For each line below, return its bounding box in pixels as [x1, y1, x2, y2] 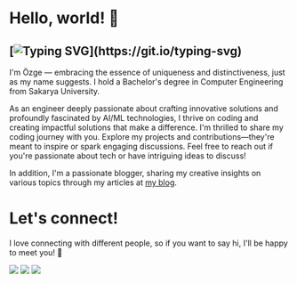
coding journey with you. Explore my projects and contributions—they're [9, 132, 275, 141]
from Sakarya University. [9, 86, 100, 96]
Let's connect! [9, 208, 118, 229]
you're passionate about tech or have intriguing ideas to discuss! [9, 150, 246, 161]
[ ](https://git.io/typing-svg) [9, 44, 243, 59]
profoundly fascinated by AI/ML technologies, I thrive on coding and [9, 113, 259, 123]
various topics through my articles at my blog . [9, 177, 178, 188]
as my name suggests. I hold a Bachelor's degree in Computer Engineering [9, 77, 284, 87]
